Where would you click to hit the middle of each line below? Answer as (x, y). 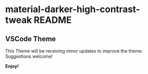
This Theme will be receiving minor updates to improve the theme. (74, 51)
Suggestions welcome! (29, 56)
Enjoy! (12, 66)
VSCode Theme (31, 39)
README (53, 20)
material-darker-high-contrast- (73, 9)
